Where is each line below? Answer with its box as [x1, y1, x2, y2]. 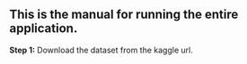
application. [9, 21, 78, 36]
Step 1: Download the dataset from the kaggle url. [9, 44, 193, 55]
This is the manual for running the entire [9, 7, 239, 22]
